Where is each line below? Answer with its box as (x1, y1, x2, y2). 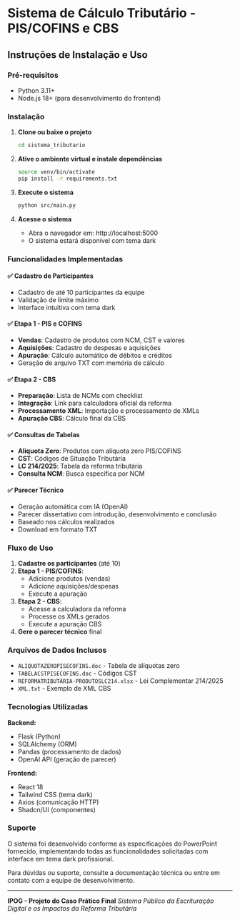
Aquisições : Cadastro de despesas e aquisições (17, 344, 161, 351)
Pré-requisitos (7, 70, 59, 80)
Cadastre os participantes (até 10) (17, 559, 121, 567)
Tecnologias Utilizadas (7, 702, 89, 712)
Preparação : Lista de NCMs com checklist (17, 391, 143, 400)
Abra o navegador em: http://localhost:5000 (28, 229, 159, 237)
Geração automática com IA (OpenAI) (17, 502, 129, 511)
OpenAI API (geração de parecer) (17, 755, 116, 764)
